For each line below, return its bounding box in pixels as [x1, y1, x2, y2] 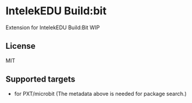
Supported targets [5, 74, 76, 85]
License [5, 41, 36, 51]
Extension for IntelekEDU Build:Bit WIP [5, 24, 100, 31]
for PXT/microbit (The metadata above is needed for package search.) [14, 90, 187, 97]
